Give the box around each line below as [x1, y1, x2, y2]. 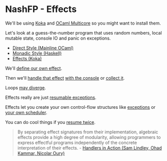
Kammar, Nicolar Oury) [17, 150, 65, 156]
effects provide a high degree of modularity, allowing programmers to [17, 134, 161, 140]
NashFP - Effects [5, 4, 77, 15]
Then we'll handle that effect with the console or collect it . [5, 75, 125, 81]
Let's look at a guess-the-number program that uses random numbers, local [5, 30, 162, 36]
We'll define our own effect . [5, 65, 62, 71]
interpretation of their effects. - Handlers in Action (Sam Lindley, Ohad [17, 144, 162, 151]
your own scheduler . [5, 109, 47, 115]
